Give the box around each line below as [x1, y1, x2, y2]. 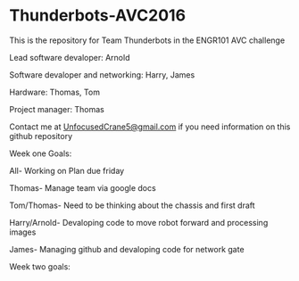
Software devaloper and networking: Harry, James [9, 69, 195, 80]
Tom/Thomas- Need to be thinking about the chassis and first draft [9, 200, 256, 211]
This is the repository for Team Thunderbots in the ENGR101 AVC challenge [9, 35, 286, 45]
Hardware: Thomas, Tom [9, 87, 101, 97]
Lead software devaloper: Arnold [9, 52, 130, 62]
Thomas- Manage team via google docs [9, 182, 156, 193]
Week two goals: [9, 260, 71, 272]
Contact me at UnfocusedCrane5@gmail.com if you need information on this [9, 121, 291, 132]
